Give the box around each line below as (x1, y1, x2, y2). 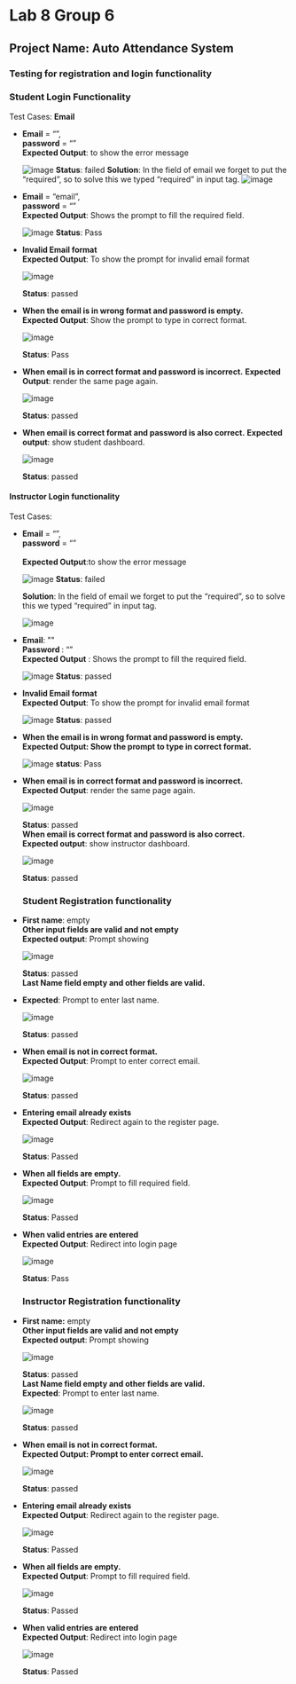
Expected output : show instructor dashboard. (21, 838, 191, 848)
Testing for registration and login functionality (9, 67, 213, 80)
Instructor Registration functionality (21, 1295, 181, 1308)
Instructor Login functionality (9, 492, 121, 502)
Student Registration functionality (21, 894, 173, 907)
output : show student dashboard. (21, 437, 145, 447)
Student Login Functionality (9, 90, 131, 103)
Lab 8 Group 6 (9, 5, 115, 26)
